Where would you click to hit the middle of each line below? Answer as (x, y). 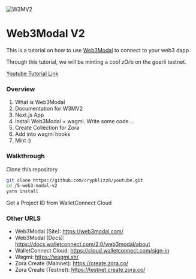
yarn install (22, 192)
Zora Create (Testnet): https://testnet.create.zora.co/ (80, 270)
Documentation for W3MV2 (49, 109)
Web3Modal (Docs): (40, 238)
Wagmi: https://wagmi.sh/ (47, 257)
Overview (21, 89)
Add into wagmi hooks (43, 134)
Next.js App (29, 115)
